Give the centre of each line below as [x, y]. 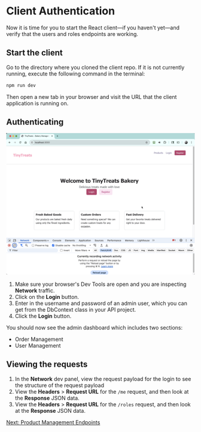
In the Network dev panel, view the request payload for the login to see [103, 379]
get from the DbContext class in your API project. [75, 309]
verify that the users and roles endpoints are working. [72, 34]
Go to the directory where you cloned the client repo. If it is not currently [95, 67]
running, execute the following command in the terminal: [76, 74]
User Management [38, 345]
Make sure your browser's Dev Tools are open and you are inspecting [100, 284]
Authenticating [35, 122]
